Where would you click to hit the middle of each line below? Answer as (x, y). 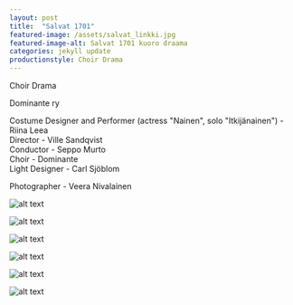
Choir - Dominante (44, 159)
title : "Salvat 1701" (52, 26)
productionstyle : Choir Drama (66, 60)
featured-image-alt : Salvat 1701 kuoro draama (99, 43)
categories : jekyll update (60, 52)
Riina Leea (29, 130)
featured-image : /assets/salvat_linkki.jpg (93, 34)
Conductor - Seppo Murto (58, 149)
